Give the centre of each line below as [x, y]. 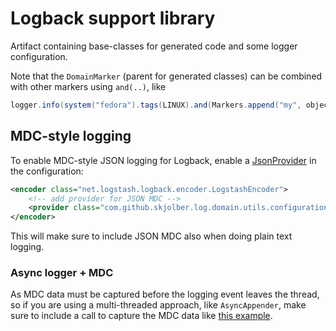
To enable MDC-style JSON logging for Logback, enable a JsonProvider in [163, 160]
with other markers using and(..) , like [88, 86]
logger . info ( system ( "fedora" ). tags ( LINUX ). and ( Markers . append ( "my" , [156, 105]
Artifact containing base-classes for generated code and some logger [154, 46]
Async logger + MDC [62, 273]
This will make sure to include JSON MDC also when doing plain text [151, 236]
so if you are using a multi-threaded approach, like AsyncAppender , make [158, 305]
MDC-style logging [71, 136]
